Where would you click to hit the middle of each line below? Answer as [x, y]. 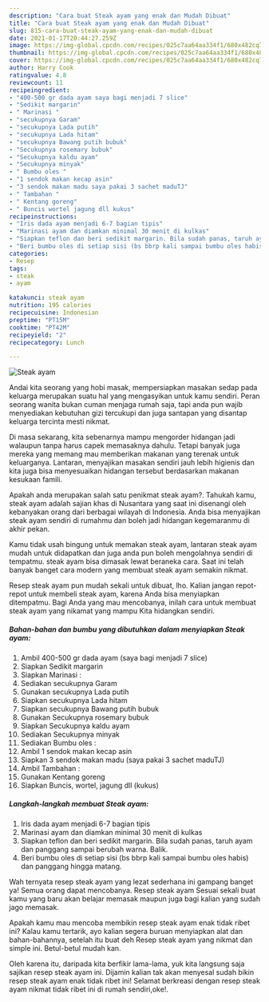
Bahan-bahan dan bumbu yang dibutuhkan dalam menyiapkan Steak [127, 629]
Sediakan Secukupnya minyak [70, 735]
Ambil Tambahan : [50, 768]
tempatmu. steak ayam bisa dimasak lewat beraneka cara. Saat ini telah [127, 561]
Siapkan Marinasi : [51, 675]
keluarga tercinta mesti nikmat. [60, 421]
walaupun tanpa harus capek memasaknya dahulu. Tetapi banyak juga [125, 445]
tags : [18, 269]
